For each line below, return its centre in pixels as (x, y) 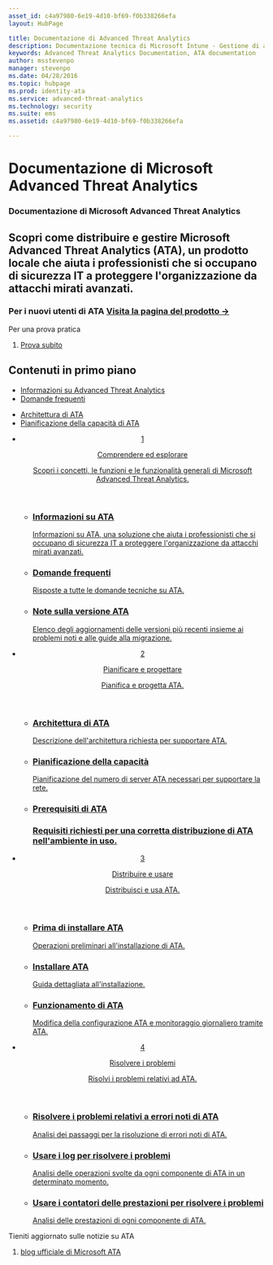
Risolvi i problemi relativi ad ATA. (143, 1079)
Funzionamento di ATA (78, 1006)
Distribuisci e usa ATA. (143, 890)
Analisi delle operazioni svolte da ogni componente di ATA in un (139, 1173)
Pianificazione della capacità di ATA (80, 422)
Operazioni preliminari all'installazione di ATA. (108, 945)
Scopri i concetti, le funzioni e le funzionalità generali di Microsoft (143, 470)
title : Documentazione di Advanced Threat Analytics (100, 38)
